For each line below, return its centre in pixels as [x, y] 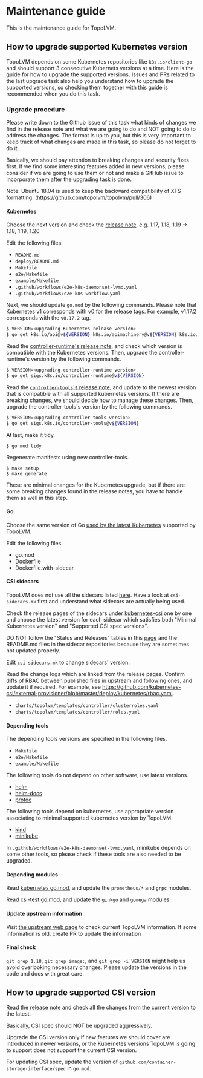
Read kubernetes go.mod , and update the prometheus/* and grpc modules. [99, 888]
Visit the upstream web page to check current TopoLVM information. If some [101, 927]
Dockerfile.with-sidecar [44, 568]
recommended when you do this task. [53, 94]
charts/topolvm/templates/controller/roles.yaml [77, 712]
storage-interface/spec [36, 1069]
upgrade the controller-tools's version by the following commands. [89, 406]
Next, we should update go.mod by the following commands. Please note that [101, 305]
